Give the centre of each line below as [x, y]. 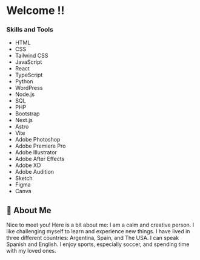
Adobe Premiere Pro [40, 146]
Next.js [24, 120]
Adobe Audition [35, 172]
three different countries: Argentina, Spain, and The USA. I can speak [93, 238]
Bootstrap [27, 114]
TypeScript [29, 75]
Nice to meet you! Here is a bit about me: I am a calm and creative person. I [100, 225]
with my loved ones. [31, 251]
